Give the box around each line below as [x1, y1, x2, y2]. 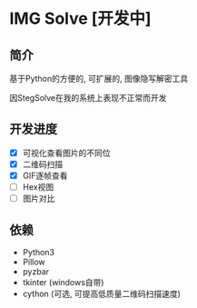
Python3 [22, 246, 54, 257]
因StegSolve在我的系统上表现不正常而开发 [9, 93, 167, 103]
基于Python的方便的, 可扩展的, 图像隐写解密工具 [9, 74, 189, 84]
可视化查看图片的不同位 [22, 147, 111, 158]
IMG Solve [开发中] [9, 8, 152, 29]
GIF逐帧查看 [22, 170, 68, 181]
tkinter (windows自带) [22, 276, 104, 287]
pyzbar [22, 265, 50, 277]
